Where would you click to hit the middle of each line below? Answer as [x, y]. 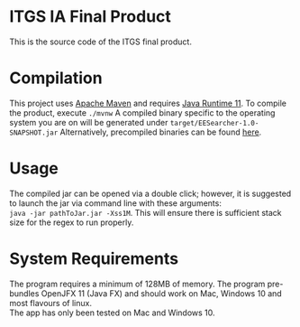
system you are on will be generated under [89, 122]
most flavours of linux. [51, 303]
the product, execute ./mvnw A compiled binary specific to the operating [142, 112]
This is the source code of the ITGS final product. [100, 42]
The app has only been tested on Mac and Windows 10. [112, 313]
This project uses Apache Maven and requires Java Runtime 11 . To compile [148, 103]
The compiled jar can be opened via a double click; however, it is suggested [150, 193]
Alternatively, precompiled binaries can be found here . [161, 132]
